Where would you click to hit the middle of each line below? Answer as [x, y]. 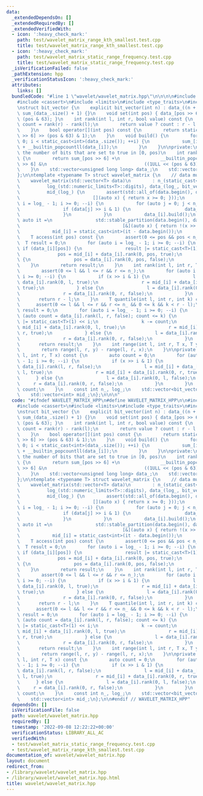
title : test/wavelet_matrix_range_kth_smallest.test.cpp [90, 46]
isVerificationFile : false [46, 710]
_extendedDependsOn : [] [41, 18]
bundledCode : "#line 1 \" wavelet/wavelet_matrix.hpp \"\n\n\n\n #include [104, 96]
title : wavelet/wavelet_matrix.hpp [51, 783]
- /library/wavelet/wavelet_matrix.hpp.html [63, 778]
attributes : [27, 85]
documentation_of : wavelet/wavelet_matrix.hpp [66, 755]
